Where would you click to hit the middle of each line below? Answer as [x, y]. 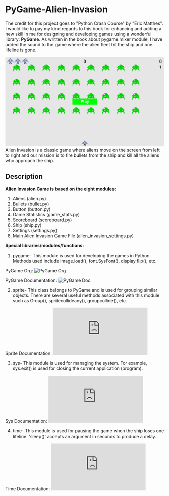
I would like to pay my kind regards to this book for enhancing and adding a [83, 28]
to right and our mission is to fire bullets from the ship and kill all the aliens [82, 155]
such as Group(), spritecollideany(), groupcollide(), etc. [70, 301]
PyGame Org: [19, 271]
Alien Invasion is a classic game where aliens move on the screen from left [83, 150]
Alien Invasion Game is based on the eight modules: [61, 189]
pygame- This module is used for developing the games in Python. [82, 256]
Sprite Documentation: [29, 353]
